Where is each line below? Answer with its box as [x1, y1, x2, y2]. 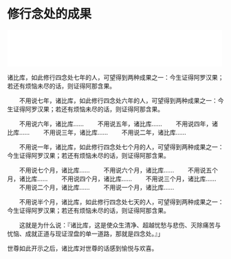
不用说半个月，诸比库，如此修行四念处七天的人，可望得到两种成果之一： [19, 197, 224, 206]
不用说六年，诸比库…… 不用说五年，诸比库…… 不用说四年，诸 [19, 120, 219, 128]
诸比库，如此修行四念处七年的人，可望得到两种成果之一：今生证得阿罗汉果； [7, 73, 224, 81]
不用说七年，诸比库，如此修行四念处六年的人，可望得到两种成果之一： [19, 96, 218, 104]
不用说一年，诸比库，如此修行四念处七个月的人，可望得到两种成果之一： [19, 142, 224, 151]
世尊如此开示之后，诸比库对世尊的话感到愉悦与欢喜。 [7, 244, 158, 252]
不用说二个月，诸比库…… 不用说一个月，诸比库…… [19, 183, 175, 191]
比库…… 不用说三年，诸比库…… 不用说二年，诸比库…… [7, 128, 187, 136]
